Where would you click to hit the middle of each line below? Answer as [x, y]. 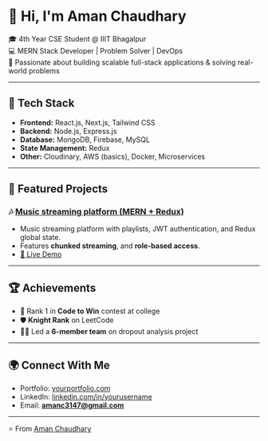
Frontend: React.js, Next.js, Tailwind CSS [87, 122]
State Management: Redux [65, 148]
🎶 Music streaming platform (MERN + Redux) [97, 212]
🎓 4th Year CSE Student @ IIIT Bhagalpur [77, 38]
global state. [40, 238]
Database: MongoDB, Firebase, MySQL [85, 140]
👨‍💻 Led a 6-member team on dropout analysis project [109, 332]
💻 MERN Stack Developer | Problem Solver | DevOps [96, 50]
